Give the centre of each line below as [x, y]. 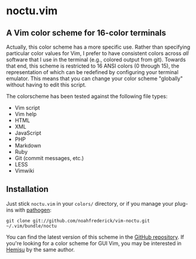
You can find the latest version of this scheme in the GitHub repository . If [95, 237]
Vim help [26, 114]
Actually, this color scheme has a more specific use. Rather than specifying [98, 47]
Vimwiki [24, 171]
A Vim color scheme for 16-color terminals [86, 33]
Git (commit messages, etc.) [49, 158]
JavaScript [28, 133]
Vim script [27, 108]
